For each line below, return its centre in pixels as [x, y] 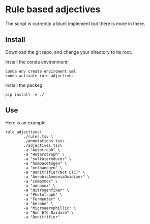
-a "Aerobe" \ [38, 204]
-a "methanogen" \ [43, 168]
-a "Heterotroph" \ [44, 154]
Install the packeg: [25, 85]
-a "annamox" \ [40, 186]
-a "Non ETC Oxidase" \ [49, 212]
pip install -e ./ [25, 95]
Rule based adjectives [53, 9]
